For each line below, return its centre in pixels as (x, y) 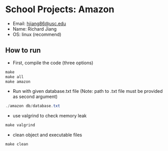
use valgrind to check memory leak (50, 116)
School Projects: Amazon (60, 9)
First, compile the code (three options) (53, 63)
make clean (17, 144)
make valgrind (20, 125)
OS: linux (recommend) (37, 34)
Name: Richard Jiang (35, 29)
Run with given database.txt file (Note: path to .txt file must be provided (88, 91)
